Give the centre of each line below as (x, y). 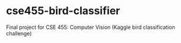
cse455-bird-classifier (63, 11)
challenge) (19, 33)
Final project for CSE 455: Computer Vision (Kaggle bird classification (90, 27)
